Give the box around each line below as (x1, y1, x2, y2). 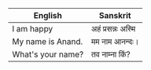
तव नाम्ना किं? (91, 49, 131, 60)
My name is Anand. (12, 36, 83, 46)
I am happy (12, 24, 53, 34)
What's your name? (12, 49, 84, 60)
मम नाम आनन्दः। (91, 36, 139, 46)
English (33, 10, 63, 20)
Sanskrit (98, 10, 131, 20)
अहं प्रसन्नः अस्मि (91, 24, 136, 34)
